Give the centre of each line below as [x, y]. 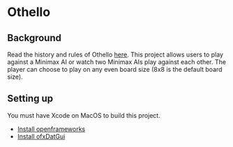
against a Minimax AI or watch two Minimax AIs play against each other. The [117, 62]
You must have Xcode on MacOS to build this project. [84, 115]
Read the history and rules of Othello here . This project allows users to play [115, 54]
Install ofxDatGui [41, 136]
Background [34, 38]
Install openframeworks [51, 129]
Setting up [30, 99]
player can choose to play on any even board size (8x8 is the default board [115, 69]
